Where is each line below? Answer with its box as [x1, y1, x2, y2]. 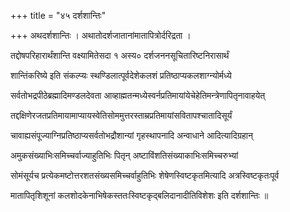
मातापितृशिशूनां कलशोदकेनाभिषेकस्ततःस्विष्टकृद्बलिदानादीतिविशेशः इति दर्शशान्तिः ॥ [10, 190, 269, 201]
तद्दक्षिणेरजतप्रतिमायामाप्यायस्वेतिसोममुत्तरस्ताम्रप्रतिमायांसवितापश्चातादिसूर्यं [10, 110, 233, 121]
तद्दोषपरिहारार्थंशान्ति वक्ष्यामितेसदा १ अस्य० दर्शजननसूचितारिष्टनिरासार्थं [10, 50, 230, 61]
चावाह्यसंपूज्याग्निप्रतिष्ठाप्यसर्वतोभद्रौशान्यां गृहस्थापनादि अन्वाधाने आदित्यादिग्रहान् [10, 130, 253, 141]
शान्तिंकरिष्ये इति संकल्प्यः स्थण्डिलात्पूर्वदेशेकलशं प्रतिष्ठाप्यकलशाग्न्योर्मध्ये [10, 70, 232, 81]
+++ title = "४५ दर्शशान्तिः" [10, 10, 107, 21]
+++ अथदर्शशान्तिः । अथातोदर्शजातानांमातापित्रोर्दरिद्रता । [10, 30, 192, 41]
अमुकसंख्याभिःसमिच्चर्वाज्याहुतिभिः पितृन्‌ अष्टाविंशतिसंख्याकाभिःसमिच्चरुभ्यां [10, 150, 239, 161]
